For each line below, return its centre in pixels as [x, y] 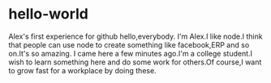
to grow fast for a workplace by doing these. [82, 70]
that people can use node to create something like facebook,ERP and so [129, 44]
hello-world [49, 14]
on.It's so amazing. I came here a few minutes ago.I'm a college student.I [131, 53]
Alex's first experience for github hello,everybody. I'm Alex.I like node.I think [135, 36]
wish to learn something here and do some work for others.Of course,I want [135, 62]
